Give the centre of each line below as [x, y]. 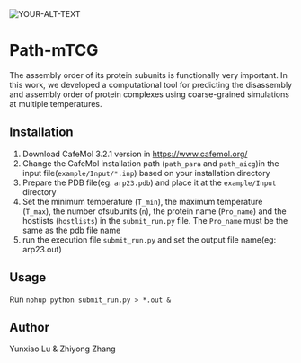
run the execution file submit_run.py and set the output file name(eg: [149, 239]
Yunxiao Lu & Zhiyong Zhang [62, 349]
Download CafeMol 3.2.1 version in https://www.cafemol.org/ [135, 154]
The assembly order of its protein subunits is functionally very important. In [148, 75]
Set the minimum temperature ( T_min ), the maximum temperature [142, 201]
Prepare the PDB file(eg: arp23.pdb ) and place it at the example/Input [149, 182]
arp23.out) [42, 249]
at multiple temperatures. [56, 103]
